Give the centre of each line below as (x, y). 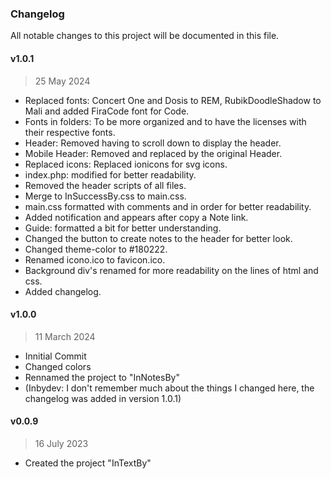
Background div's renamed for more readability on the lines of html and (171, 270)
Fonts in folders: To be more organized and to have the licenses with (165, 121)
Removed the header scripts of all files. (105, 185)
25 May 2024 (62, 81)
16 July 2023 (61, 443)
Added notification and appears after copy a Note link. (136, 217)
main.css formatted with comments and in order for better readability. (168, 206)
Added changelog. (63, 291)
